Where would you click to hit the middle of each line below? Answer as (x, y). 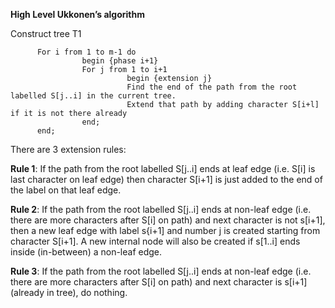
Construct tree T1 (46, 33)
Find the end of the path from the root (212, 87)
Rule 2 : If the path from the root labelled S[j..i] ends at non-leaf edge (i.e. (161, 209)
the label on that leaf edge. (66, 190)
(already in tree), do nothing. (69, 292)
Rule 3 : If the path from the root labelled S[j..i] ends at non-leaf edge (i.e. (161, 271)
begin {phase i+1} (120, 61)
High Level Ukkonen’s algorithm (78, 14)
